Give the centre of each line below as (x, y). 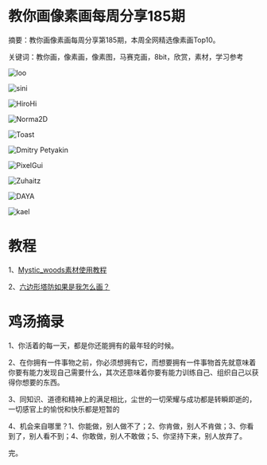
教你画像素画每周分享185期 (97, 16)
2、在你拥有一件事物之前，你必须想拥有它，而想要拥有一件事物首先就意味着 (132, 362)
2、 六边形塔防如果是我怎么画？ (59, 287)
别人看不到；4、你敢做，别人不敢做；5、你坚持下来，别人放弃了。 (138, 436)
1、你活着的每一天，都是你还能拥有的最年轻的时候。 (93, 345)
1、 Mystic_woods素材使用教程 (58, 270)
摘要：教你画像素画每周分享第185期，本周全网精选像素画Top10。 (114, 40)
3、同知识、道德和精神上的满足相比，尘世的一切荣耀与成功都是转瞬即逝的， (132, 399)
